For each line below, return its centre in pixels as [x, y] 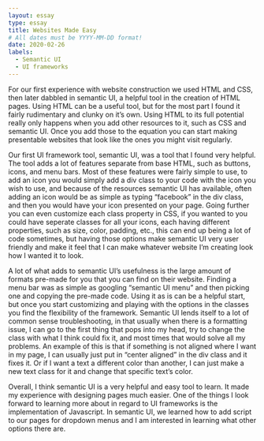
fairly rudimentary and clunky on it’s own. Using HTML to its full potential [126, 114]
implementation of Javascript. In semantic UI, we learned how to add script [130, 412]
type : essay [28, 23]
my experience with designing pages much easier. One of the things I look [129, 394]
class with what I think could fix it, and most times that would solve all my [127, 338]
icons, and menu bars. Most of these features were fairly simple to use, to [128, 171]
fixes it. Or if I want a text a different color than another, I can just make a [126, 363]
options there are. [37, 428]
